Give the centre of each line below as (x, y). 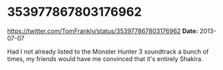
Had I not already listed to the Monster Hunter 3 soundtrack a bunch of (108, 51)
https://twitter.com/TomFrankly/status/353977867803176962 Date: (103, 31)
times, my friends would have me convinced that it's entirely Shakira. (105, 58)
